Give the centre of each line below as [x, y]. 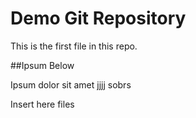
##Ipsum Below [42, 65]
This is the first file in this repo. [74, 46]
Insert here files [42, 104]
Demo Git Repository [98, 18]
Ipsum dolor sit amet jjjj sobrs [71, 84]
